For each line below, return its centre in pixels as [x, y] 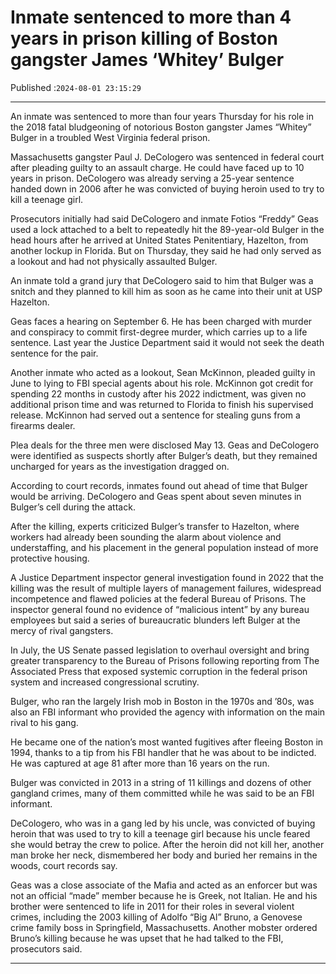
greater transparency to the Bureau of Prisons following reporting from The [165, 660]
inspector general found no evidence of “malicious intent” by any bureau [160, 609]
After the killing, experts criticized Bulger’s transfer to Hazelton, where [155, 526]
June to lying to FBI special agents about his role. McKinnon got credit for [162, 383]
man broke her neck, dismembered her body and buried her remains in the [164, 855]
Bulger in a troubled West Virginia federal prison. [110, 137]
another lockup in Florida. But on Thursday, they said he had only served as [166, 250]
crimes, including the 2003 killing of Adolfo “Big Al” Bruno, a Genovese [156, 917]
